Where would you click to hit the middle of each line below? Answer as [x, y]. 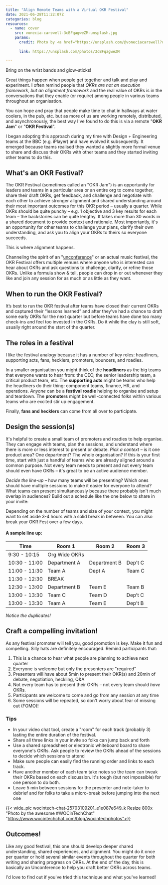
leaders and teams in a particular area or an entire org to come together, [80, 190]
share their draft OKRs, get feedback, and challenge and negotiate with [79, 195]
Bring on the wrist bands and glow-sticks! [49, 70]
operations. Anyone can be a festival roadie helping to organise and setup [82, 391]
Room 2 [105, 546]
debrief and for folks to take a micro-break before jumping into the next [86, 793]
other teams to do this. [29, 157]
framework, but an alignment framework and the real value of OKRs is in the [84, 90]
